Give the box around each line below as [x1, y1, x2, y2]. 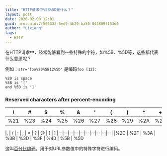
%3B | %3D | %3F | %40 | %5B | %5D [5, 135, 84, 142]
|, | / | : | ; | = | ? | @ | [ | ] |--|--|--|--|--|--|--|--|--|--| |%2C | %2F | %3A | [5, 130, 156, 136]
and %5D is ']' [5, 84, 37, 89]
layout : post [5, 12, 32, 17]
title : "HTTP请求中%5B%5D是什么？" [5, 7, 74, 12]
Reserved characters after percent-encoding [5, 96, 116, 103]
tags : [5, 30, 16, 35]
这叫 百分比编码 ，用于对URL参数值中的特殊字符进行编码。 [5, 146, 123, 152]
